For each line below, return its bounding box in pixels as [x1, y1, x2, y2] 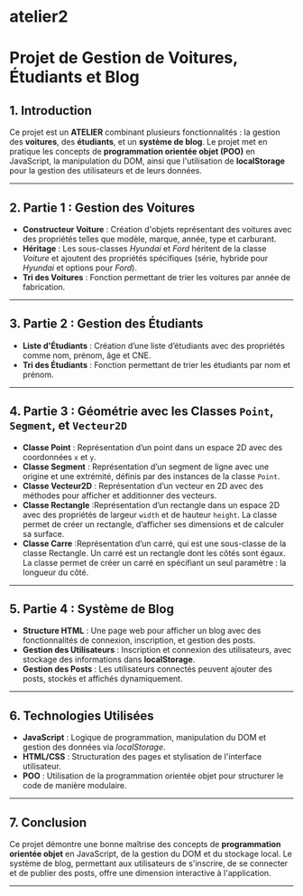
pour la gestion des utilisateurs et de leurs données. [9, 165, 203, 176]
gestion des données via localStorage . [22, 741, 166, 752]
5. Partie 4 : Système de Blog [9, 601, 174, 617]
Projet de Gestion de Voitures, [9, 48, 238, 69]
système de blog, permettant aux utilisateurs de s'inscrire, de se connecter [9, 858, 289, 869]
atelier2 [9, 6, 69, 27]
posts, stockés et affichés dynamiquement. [22, 674, 183, 684]
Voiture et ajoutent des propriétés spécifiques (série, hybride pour [22, 253, 269, 263]
